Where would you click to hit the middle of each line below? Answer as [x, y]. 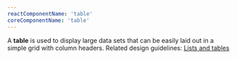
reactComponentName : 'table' [50, 14]
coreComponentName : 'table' [49, 20]
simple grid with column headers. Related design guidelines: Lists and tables [119, 48]
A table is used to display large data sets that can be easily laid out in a [110, 40]
